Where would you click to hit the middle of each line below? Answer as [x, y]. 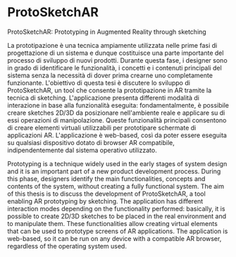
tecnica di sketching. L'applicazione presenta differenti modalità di [103, 98]
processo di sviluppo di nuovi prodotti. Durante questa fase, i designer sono [117, 60]
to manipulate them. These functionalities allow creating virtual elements [113, 223]
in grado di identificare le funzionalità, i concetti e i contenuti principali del [114, 68]
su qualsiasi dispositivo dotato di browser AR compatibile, [91, 142]
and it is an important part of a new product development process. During [114, 171]
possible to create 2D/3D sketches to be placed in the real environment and [117, 216]
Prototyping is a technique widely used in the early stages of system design [117, 163]
